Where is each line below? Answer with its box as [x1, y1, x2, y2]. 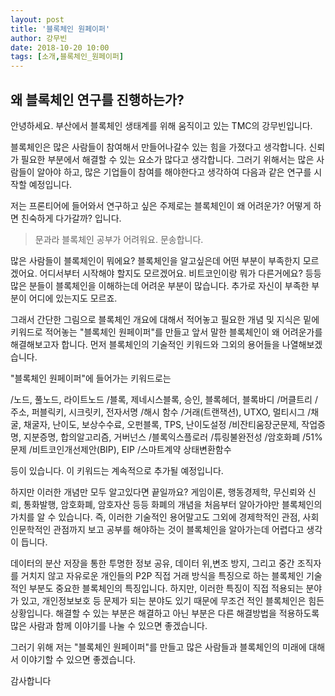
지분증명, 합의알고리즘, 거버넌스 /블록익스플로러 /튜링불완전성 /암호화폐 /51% [23, 431, 323, 443]
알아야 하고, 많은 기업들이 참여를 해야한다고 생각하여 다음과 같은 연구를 [36, 166, 312, 178]
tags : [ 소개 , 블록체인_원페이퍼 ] [10, 52, 125, 62]
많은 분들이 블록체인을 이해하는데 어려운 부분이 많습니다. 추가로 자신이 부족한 [10, 279, 310, 291]
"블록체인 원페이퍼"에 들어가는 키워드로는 [10, 372, 172, 384]
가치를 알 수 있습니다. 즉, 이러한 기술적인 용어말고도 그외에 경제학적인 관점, [10, 511, 301, 523]
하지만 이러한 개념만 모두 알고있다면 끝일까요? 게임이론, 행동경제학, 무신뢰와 [10, 486, 306, 498]
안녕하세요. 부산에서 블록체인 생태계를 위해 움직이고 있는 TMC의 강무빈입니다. [10, 119, 313, 131]
